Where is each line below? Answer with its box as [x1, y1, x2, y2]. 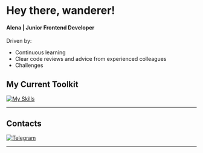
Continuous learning [14, 49, 66, 56]
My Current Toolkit [6, 79, 79, 89]
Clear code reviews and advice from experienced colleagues [14, 55, 167, 63]
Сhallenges [14, 61, 43, 69]
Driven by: [6, 37, 32, 45]
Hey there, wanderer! [6, 4, 115, 17]
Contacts [6, 118, 42, 128]
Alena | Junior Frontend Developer [6, 23, 95, 31]
